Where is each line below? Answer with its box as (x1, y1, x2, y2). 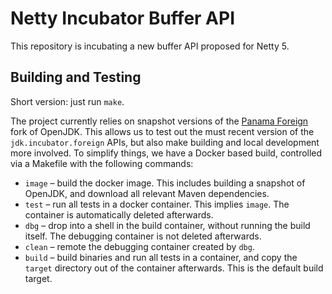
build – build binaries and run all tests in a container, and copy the (24, 251, 298, 263)
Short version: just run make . (10, 95, 125, 107)
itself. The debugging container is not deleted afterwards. (24, 230, 262, 242)
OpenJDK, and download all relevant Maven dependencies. (24, 187, 270, 199)
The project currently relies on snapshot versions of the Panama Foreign (10, 115, 309, 127)
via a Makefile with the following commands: (10, 157, 194, 169)
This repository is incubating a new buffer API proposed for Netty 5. (10, 40, 290, 52)
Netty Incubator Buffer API (10, 7, 235, 30)
